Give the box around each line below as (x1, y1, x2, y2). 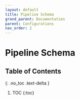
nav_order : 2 (5, 26, 32, 31)
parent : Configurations (5, 21, 54, 26)
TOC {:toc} (12, 90, 35, 96)
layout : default (5, 7, 39, 12)
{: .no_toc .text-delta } (5, 80, 50, 86)
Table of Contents (5, 67, 62, 75)
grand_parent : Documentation (5, 16, 65, 21)
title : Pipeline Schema (5, 12, 54, 17)
